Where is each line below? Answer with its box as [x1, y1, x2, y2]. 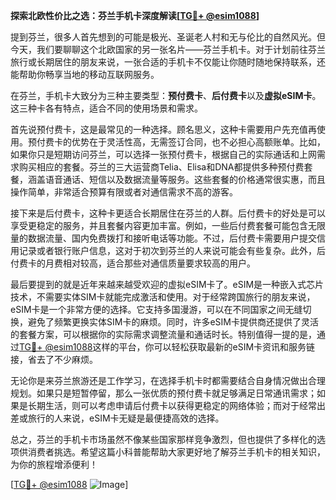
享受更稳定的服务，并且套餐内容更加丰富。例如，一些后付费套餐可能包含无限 [10, 220, 326, 231]
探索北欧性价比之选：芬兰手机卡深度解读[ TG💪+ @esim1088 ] [10, 10, 260, 21]
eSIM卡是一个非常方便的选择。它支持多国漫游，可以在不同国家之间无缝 [10, 304, 303, 315]
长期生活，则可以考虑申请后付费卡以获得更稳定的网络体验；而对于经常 [27, 400, 317, 411]
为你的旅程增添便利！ [10, 459, 98, 470]
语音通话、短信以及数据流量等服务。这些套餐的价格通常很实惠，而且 [44, 174, 326, 185]
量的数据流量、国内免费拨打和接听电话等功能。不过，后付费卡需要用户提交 [10, 232, 317, 244]
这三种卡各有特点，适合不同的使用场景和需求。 [10, 102, 203, 114]
